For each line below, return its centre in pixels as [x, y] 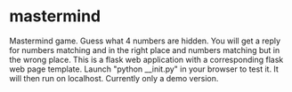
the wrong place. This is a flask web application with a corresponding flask [146, 59]
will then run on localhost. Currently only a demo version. [114, 78]
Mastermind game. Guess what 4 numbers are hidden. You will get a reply [145, 41]
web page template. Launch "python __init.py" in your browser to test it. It [144, 69]
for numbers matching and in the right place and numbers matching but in [145, 50]
